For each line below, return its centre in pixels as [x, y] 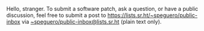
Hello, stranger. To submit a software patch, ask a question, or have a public [102, 9]
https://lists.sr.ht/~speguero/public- [152, 15]
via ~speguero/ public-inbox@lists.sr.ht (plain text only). [92, 22]
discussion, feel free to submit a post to [56, 15]
